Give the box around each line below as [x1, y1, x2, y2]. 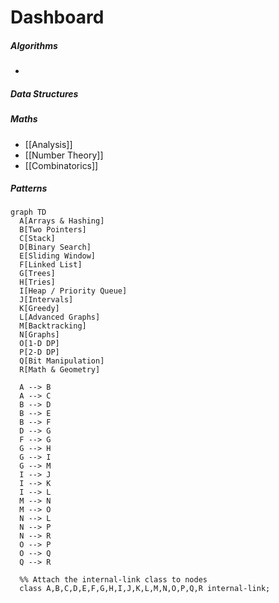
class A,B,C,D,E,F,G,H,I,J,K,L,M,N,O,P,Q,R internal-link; [19, 584, 271, 594]
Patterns [10, 182, 48, 195]
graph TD [10, 207, 47, 218]
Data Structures [10, 87, 79, 100]
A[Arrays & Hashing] [19, 216, 105, 226]
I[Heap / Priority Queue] [19, 286, 128, 296]
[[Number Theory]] [24, 149, 104, 161]
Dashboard [10, 6, 105, 29]
